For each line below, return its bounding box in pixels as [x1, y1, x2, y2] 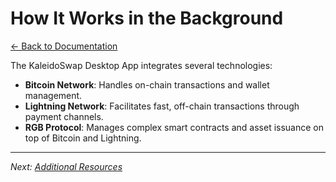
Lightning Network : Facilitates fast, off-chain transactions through [24, 100, 300, 112]
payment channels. [24, 110, 104, 122]
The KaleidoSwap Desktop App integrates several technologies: [10, 59, 273, 71]
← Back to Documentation [10, 40, 118, 52]
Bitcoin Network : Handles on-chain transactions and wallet [24, 78, 270, 91]
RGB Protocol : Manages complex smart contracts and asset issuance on [24, 121, 325, 133]
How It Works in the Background [10, 7, 284, 30]
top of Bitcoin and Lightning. [24, 132, 142, 144]
